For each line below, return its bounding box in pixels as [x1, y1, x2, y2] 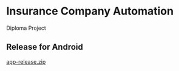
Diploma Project [6, 24, 47, 32]
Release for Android [6, 42, 84, 52]
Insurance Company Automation [6, 4, 174, 18]
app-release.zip [6, 58, 46, 65]
